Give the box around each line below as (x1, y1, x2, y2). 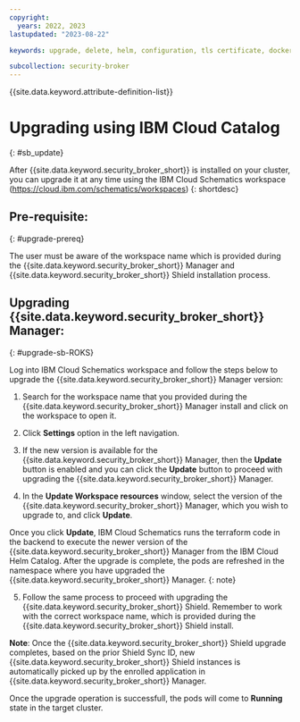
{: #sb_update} (9, 147, 64, 158)
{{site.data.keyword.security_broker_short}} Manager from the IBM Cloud (9, 546, 279, 557)
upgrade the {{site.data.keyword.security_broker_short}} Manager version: (9, 374, 284, 384)
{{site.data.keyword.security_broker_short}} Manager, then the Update (21, 454, 283, 465)
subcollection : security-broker (9, 62, 129, 71)
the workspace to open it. (21, 410, 117, 421)
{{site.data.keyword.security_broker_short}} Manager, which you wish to (21, 500, 288, 510)
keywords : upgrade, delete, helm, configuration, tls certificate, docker (9, 46, 294, 55)
